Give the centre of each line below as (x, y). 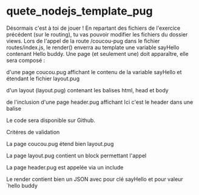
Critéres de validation (33, 132)
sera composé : (26, 60)
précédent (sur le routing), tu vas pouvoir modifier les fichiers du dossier (97, 34)
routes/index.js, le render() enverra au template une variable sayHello (93, 47)
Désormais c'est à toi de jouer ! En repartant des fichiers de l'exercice (93, 28)
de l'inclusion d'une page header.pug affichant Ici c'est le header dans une (100, 102)
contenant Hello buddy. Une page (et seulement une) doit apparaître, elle (98, 53)
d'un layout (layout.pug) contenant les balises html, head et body (87, 90)
